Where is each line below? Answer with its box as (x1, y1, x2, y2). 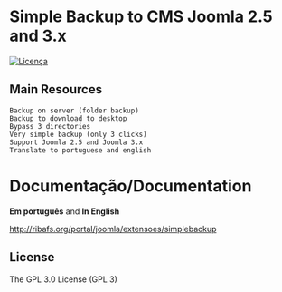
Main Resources (9, 82, 102, 97)
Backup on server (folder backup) (9, 106, 140, 115)
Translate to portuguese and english (9, 145, 152, 155)
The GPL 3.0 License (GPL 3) (9, 274, 117, 285)
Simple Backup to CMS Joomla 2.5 (9, 6, 273, 27)
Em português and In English (9, 206, 120, 217)
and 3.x (9, 25, 68, 46)
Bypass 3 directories (9, 122, 91, 131)
